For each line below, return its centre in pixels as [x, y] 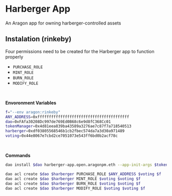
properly [14, 57]
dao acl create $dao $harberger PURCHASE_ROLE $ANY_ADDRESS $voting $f [83, 174]
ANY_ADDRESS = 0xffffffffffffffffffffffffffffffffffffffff [67, 117]
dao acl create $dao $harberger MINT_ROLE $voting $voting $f [73, 179]
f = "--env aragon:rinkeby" [33, 112]
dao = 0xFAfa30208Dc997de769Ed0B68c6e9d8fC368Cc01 [58, 121]
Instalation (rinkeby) [38, 39]
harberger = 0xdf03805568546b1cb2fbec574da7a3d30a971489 [65, 131]
